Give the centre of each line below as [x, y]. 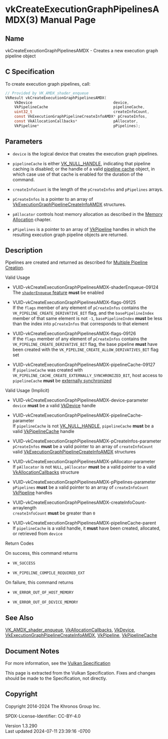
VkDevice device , [72, 102]
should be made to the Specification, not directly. [56, 679]
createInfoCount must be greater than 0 [54, 513]
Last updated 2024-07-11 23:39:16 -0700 [48, 731]
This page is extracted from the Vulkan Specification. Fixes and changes [80, 673]
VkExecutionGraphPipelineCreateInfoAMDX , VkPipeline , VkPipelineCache [81, 635]
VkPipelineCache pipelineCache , [79, 107]
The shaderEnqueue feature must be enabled [58, 292]
